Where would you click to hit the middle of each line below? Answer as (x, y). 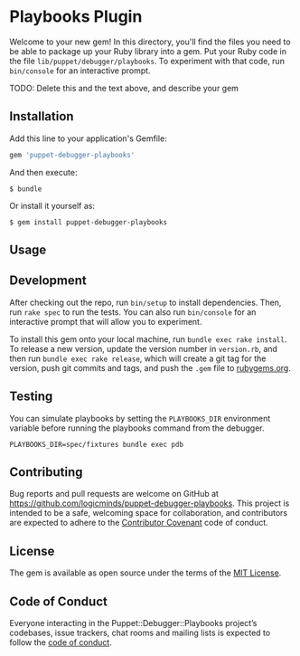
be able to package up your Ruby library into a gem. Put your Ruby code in (148, 51)
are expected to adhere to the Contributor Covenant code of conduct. (139, 523)
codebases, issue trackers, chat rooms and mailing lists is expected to (140, 633)
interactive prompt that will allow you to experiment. (106, 321)
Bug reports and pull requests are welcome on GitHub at (114, 494)
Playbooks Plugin (76, 17)
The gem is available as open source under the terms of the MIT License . (145, 573)
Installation (42, 116)
